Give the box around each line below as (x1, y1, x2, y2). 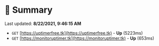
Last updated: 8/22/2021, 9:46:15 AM (4, 21, 81, 26)
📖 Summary (4, 4, 53, 16)
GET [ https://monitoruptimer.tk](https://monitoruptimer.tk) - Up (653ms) (11, 35, 155, 41)
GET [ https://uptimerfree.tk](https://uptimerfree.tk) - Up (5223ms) (11, 30, 143, 36)
